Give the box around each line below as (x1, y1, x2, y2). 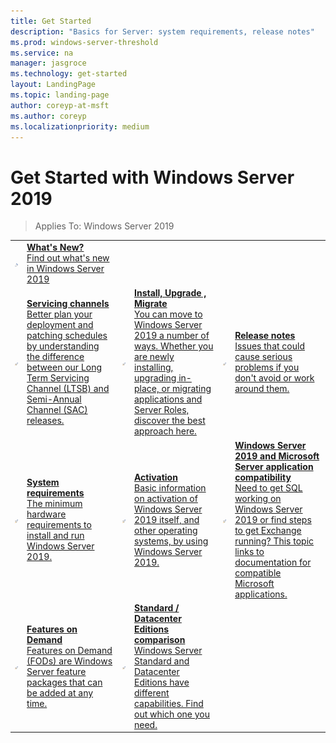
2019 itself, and (133, 513, 200, 525)
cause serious (234, 351, 293, 363)
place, (133, 383, 160, 395)
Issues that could (234, 340, 305, 352)
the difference (26, 351, 85, 363)
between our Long (26, 361, 103, 374)
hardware (26, 508, 67, 520)
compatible (234, 566, 282, 579)
